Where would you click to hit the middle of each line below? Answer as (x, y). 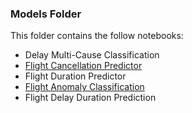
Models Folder (46, 14)
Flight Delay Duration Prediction (90, 98)
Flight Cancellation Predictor (83, 66)
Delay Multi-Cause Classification (92, 55)
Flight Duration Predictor (75, 76)
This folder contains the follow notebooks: (97, 36)
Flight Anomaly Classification (84, 87)
